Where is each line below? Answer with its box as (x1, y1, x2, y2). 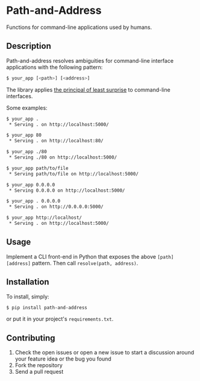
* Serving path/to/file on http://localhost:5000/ (8, 171, 139, 177)
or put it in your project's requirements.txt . (6, 315, 114, 323)
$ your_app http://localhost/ (6, 215, 83, 221)
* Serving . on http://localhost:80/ (8, 138, 104, 144)
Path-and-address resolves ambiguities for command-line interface (6, 57, 173, 64)
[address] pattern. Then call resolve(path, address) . (6, 259, 139, 266)
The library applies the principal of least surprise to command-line (6, 86, 170, 93)
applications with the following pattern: (6, 63, 103, 71)
